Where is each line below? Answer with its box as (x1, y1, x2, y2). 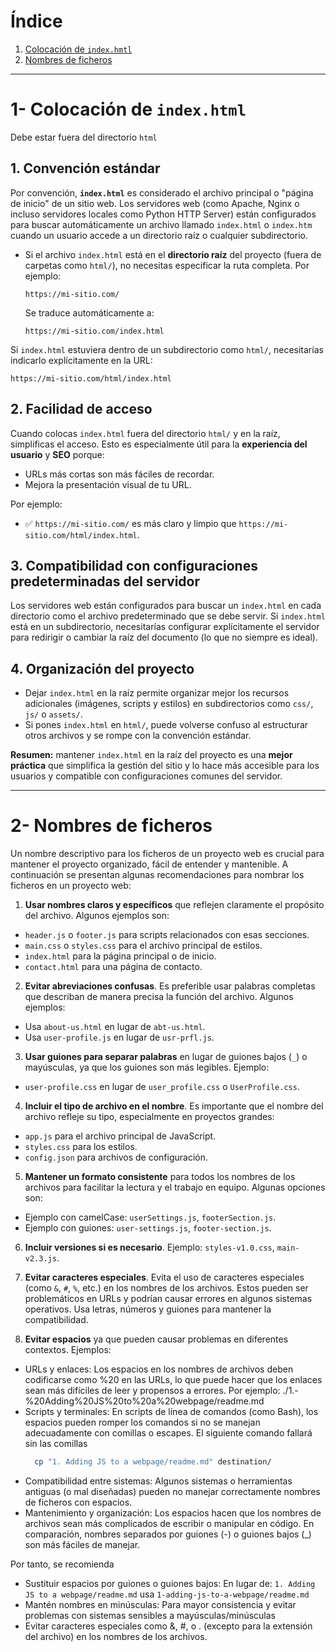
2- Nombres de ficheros (10, 815, 213, 837)
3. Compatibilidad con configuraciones (10, 557, 258, 574)
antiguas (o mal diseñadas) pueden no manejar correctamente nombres (24, 1485, 321, 1497)
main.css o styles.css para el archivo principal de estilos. (24, 940, 263, 952)
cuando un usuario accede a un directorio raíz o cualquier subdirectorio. (10, 229, 308, 241)
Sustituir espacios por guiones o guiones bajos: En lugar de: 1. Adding (24, 1577, 316, 1589)
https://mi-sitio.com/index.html (24, 326, 165, 336)
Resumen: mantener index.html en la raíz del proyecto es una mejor (10, 749, 293, 761)
